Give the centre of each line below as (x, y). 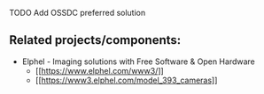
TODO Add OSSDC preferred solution (78, 13)
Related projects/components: (95, 40)
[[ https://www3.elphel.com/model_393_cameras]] (126, 80)
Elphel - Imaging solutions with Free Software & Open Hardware (138, 61)
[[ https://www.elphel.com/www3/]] (99, 70)
